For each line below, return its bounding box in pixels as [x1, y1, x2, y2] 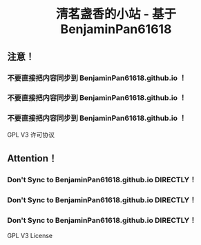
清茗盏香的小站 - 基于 [55, 6, 177, 22]
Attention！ [7, 153, 57, 164]
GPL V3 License [7, 232, 53, 240]
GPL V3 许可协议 [7, 130, 55, 139]
